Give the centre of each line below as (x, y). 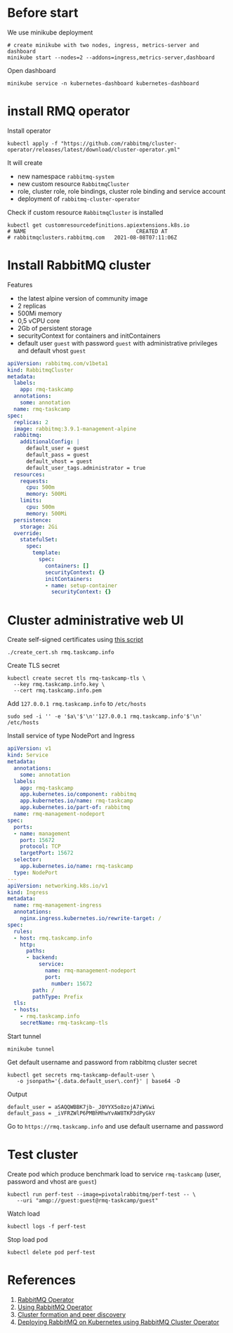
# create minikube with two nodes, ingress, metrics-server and (103, 45)
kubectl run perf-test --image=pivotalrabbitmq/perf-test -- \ (102, 1194)
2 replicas (32, 306)
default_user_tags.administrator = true (86, 468)
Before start (43, 13)
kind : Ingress (28, 892)
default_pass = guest (58, 455)
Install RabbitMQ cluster (79, 265)
